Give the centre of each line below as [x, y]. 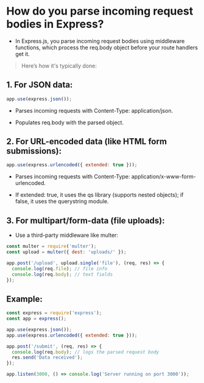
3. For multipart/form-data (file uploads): [86, 220]
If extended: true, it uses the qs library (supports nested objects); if [99, 195]
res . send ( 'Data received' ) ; [47, 357]
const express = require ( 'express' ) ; [54, 313]
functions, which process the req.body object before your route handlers [106, 47]
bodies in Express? [55, 24]
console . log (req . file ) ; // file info [60, 269]
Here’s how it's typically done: [59, 66]
